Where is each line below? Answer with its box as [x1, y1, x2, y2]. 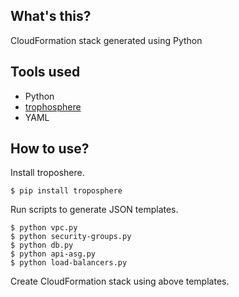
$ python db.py [10, 240, 74, 251]
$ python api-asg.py [10, 249, 97, 259]
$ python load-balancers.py [10, 258, 128, 268]
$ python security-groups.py [10, 232, 132, 242]
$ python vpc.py [10, 223, 78, 233]
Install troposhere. [10, 167, 85, 179]
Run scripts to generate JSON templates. [10, 204, 179, 216]
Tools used [10, 64, 81, 81]
